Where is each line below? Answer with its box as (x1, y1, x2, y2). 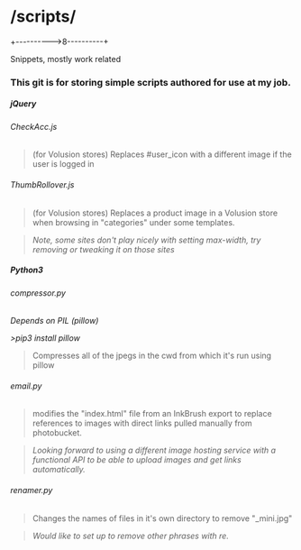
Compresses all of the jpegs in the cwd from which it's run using (32, 350, 272, 362)
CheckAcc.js (10, 121, 58, 132)
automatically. (32, 464, 87, 475)
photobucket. (32, 427, 82, 438)
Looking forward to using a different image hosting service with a (32, 445, 277, 456)
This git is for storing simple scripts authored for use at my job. (10, 76, 291, 88)
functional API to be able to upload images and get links (32, 454, 242, 465)
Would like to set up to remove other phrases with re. (32, 530, 229, 541)
